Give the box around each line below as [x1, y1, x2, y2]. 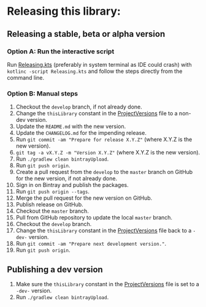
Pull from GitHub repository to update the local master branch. [15, 214, 173, 221]
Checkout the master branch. [15, 207, 90, 215]
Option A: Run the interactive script [7, 47, 115, 56]
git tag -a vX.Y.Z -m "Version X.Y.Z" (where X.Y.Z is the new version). [15, 149, 200, 156]
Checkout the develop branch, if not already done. [15, 103, 143, 111]
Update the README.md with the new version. [15, 123, 126, 130]
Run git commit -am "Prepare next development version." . [15, 240, 167, 248]
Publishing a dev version [7, 264, 103, 275]
